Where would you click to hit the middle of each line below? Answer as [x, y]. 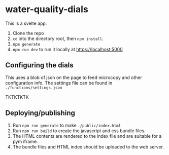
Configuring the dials [39, 65]
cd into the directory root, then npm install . [58, 38]
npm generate [26, 44]
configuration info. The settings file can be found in [59, 83]
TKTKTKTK [17, 97]
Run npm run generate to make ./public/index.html [67, 125]
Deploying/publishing [40, 113]
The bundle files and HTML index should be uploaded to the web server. [88, 147]
